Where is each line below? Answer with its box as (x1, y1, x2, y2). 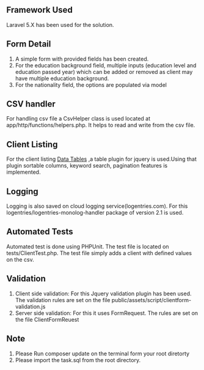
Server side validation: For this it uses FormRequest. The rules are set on (15, 309, 199, 317)
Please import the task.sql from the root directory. (15, 356, 141, 363)
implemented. (6, 168, 41, 176)
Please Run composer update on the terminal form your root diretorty (15, 350, 190, 357)
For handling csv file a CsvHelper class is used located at (6, 115, 151, 122)
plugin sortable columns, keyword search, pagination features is (6, 162, 168, 169)
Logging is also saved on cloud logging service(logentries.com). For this (6, 202, 188, 210)
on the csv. (6, 256, 35, 263)
